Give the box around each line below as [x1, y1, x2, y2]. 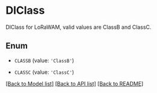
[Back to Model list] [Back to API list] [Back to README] [5, 80, 144, 87]
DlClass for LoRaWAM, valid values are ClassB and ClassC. [5, 23, 152, 31]
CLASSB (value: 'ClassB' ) [14, 56, 75, 64]
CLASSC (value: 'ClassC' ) [14, 68, 75, 76]
